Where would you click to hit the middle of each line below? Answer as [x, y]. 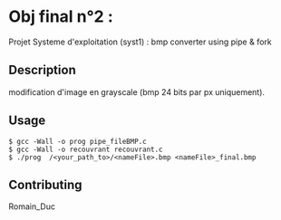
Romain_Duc [32, 206]
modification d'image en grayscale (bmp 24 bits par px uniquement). [136, 91]
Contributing [45, 184]
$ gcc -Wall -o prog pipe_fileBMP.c [78, 141]
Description [42, 70]
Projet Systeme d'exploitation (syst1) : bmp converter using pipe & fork [140, 42]
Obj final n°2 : [61, 17]
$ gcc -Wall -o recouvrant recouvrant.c [86, 149]
